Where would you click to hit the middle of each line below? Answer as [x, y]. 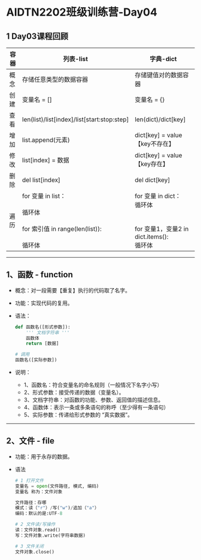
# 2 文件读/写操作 [35, 524]
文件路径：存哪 [31, 503]
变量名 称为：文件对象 [39, 492]
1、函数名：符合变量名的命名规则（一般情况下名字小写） [93, 385]
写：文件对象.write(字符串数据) [50, 535]
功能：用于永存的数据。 [44, 456]
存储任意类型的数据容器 [55, 79]
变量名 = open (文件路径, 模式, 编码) [57, 486]
